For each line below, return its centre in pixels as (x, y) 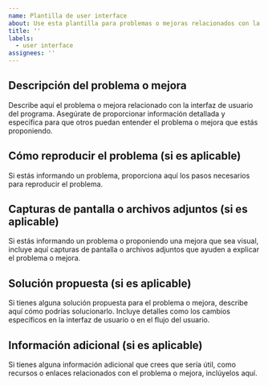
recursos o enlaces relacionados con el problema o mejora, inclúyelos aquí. (133, 373)
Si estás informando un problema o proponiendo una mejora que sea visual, (134, 241)
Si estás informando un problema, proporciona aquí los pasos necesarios (129, 175)
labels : (21, 38)
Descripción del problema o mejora (97, 86)
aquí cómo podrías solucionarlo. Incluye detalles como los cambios (120, 311)
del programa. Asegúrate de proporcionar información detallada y (117, 113)
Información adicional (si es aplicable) (106, 345)
